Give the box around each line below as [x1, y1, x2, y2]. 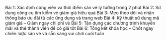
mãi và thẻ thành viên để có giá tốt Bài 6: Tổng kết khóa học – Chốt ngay [5, 25, 154, 31]
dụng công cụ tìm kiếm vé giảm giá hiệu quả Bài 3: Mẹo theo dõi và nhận [5, 10, 154, 16]
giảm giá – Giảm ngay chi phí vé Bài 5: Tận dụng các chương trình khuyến [5, 20, 156, 26]
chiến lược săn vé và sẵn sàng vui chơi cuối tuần [5, 31, 104, 36]
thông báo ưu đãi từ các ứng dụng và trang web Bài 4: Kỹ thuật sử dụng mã [5, 15, 160, 20]
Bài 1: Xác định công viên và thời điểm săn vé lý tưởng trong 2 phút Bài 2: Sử [5, 5, 162, 10]
